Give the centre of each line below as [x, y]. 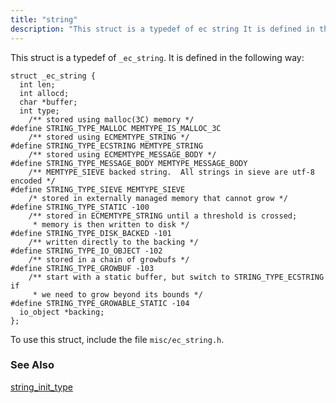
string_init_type [41, 387]
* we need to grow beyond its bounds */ [117, 294]
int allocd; [44, 93]
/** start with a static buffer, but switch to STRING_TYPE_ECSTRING [176, 277]
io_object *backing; [62, 312]
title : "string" [44, 19]
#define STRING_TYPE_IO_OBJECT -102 [86, 251]
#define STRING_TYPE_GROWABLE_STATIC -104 [100, 303]
